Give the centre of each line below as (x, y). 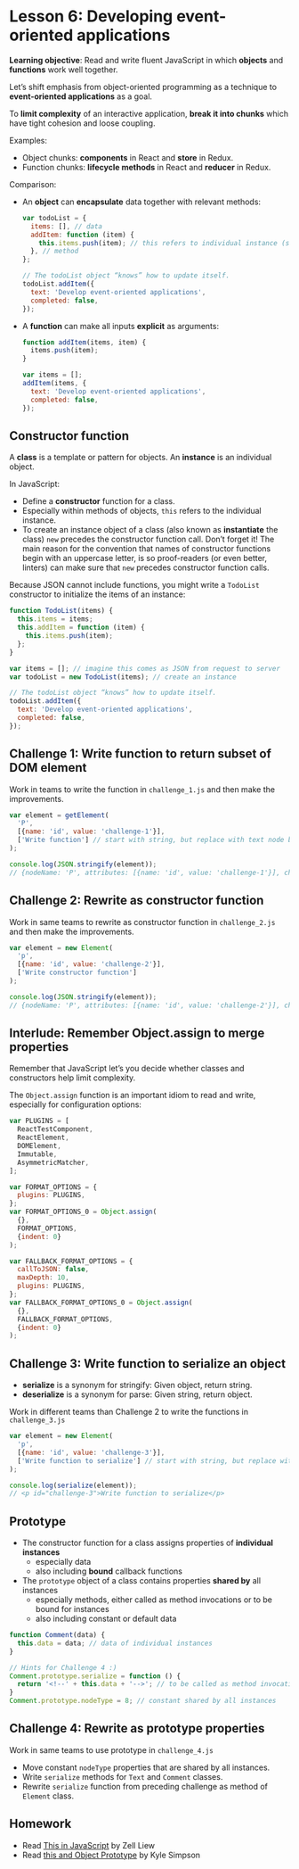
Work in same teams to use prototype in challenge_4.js (111, 1749)
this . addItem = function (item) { (81, 628)
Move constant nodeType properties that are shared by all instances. (146, 1767)
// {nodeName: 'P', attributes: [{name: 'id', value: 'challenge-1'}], (145, 872)
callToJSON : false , (53, 1269)
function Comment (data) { (57, 1635)
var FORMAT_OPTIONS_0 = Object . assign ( (83, 1212)
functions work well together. (64, 70)
